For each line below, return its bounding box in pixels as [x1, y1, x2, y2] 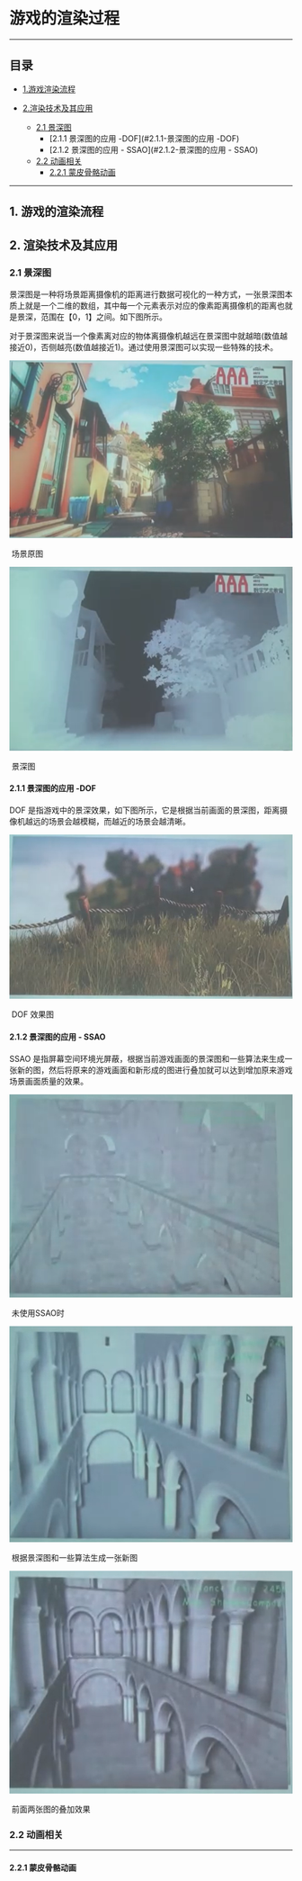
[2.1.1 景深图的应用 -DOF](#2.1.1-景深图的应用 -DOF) [49, 132, 240, 144]
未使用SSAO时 [11, 1307, 65, 1318]
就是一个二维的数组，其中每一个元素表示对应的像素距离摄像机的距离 [24, 300, 277, 310]
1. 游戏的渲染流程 [9, 204, 104, 220]
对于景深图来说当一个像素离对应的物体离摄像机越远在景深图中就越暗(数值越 [9, 330, 289, 341]
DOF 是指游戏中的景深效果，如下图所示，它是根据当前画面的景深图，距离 [9, 805, 280, 815]
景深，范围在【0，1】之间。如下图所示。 [16, 311, 168, 322]
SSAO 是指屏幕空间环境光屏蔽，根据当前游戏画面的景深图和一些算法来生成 [9, 1053, 285, 1064]
